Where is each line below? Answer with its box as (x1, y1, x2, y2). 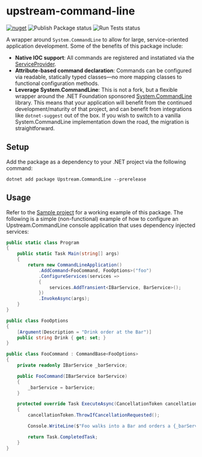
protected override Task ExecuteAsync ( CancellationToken (17, 401, 163, 407)
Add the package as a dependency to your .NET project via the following (6, 158, 186, 165)
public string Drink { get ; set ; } (17, 334, 106, 340)
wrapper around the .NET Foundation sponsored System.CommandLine (14, 92, 192, 100)
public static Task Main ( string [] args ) (17, 251, 120, 257)
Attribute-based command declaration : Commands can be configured (14, 66, 192, 74)
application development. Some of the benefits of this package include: (6, 42, 183, 50)
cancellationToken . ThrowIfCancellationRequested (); (28, 412, 161, 418)
